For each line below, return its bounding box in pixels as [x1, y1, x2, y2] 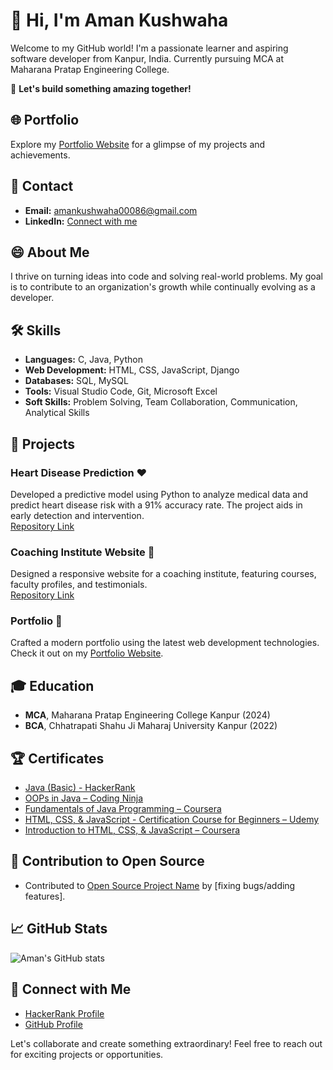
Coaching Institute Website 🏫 [10, 545, 155, 559]
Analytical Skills [24, 407, 90, 419]
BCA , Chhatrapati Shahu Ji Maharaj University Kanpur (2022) [24, 720, 278, 732]
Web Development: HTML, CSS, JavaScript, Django [24, 364, 240, 376]
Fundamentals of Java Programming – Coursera [24, 803, 222, 815]
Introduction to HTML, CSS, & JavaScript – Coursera [24, 824, 241, 836]
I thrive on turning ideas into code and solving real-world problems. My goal [10, 270, 324, 283]
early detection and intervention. [10, 509, 145, 521]
